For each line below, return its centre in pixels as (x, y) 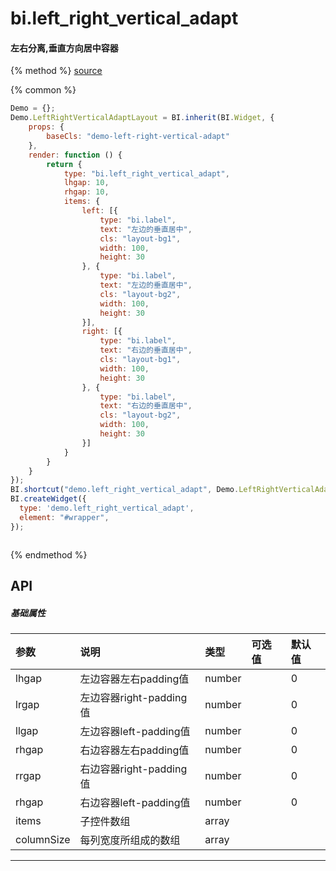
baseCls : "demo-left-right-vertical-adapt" (138, 137)
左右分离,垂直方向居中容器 (64, 48)
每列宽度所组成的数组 (130, 840)
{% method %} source (56, 71)
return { (64, 164)
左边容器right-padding (133, 697)
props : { (46, 127)
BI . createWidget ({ (48, 499)
